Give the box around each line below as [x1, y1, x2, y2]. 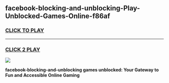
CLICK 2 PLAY [5, 46, 40, 53]
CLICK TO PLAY [5, 27, 44, 34]
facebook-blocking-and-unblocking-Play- [5, 4, 140, 13]
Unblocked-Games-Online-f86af [5, 12, 111, 21]
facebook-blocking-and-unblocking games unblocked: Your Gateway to [5, 66, 159, 72]
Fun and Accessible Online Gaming [5, 72, 80, 78]
